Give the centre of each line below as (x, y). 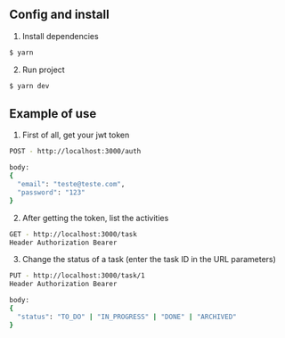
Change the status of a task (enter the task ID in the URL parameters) (149, 260)
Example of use (53, 114)
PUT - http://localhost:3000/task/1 (77, 276)
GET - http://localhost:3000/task (73, 234)
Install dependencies (61, 36)
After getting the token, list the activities (95, 218)
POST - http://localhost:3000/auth (75, 152)
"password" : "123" (52, 192)
